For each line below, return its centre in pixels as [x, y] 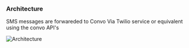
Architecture [25, 9]
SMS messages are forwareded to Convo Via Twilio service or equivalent [94, 22]
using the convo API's [33, 28]
